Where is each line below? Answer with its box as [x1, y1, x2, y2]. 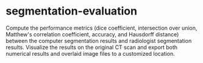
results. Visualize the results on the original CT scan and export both [5, 44, 178, 51]
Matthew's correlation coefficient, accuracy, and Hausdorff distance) [5, 30, 179, 38]
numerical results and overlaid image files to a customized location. [5, 50, 175, 57]
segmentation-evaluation [5, 4, 138, 18]
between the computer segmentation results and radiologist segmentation [5, 37, 192, 44]
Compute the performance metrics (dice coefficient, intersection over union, [5, 24, 198, 31]
